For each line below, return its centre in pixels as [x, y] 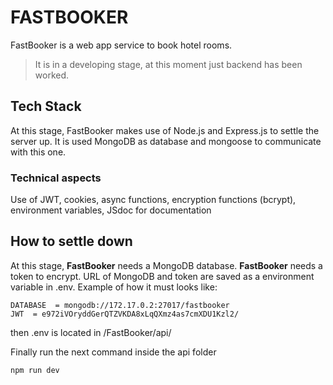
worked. [52, 75]
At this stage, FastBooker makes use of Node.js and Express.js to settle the [165, 130]
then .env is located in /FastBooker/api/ [91, 332]
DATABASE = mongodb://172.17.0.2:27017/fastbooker [120, 305]
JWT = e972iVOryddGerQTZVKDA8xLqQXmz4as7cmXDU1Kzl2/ [125, 314]
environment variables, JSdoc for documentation [111, 210]
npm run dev [35, 370]
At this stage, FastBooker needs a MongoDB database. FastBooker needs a [166, 265]
